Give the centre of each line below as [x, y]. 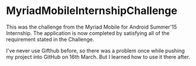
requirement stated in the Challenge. [50, 39]
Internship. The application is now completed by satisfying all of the [88, 33]
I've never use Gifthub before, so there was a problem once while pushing [95, 50]
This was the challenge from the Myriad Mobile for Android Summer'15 [92, 27]
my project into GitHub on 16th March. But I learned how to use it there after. [98, 57]
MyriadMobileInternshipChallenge [92, 11]
